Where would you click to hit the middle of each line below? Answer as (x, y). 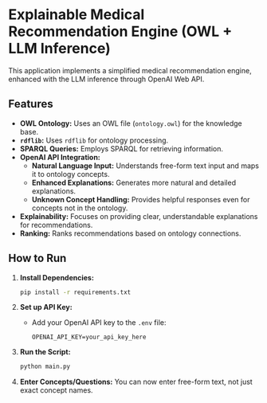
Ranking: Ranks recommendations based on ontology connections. (130, 233)
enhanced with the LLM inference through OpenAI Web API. (106, 79)
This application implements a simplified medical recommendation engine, (130, 70)
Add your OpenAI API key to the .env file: (99, 323)
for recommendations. (56, 225)
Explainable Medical (77, 15)
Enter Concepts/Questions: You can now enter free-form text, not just (136, 382)
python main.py (45, 367)
